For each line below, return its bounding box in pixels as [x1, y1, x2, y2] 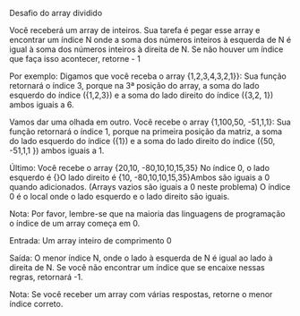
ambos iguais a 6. [9, 99, 74, 110]
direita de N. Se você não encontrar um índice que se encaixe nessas [9, 262, 266, 272]
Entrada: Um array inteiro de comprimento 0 [9, 235, 172, 245]
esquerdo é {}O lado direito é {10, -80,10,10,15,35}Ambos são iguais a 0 [9, 172, 270, 183]
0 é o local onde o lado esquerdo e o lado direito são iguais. [9, 192, 230, 201]
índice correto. [9, 299, 64, 309]
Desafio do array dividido [9, 8, 103, 18]
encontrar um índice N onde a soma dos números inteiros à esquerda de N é [9, 35, 292, 45]
